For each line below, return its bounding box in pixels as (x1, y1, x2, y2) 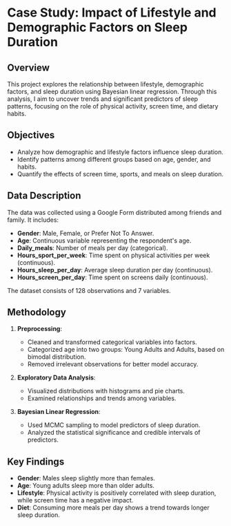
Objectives (7, 129, 55, 141)
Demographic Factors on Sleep (7, 19, 188, 35)
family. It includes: (7, 216, 59, 224)
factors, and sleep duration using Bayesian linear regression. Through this (7, 88, 217, 95)
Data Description (7, 190, 81, 202)
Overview (7, 62, 50, 73)
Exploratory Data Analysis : (17, 373, 96, 382)
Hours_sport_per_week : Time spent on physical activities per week (17, 251, 210, 259)
